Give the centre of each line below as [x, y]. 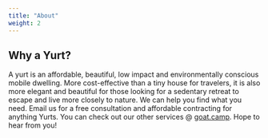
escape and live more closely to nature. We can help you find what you [125, 100]
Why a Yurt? [40, 55]
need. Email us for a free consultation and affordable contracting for [120, 108]
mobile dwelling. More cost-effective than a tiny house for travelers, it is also [134, 83]
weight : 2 [25, 23]
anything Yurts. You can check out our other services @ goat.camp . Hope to [134, 117]
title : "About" [34, 16]
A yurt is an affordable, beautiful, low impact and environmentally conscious [134, 75]
